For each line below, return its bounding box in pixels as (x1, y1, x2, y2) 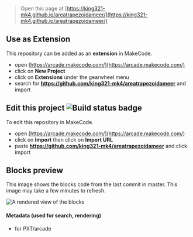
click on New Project (14, 67, 66, 74)
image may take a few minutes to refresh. (6, 187, 106, 194)
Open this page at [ (20, 5, 67, 12)
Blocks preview (6, 166, 63, 176)
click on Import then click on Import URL (14, 136, 113, 143)
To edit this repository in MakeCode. (6, 118, 94, 125)
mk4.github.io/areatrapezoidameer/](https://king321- (20, 11, 148, 18)
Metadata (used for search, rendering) (6, 212, 101, 219)
